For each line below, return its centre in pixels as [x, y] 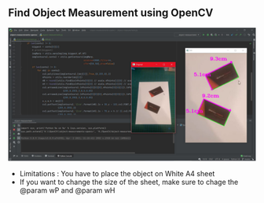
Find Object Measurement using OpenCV [111, 13]
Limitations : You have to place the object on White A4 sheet [117, 173]
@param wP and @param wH [67, 190]
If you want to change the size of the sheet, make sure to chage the [129, 182]
